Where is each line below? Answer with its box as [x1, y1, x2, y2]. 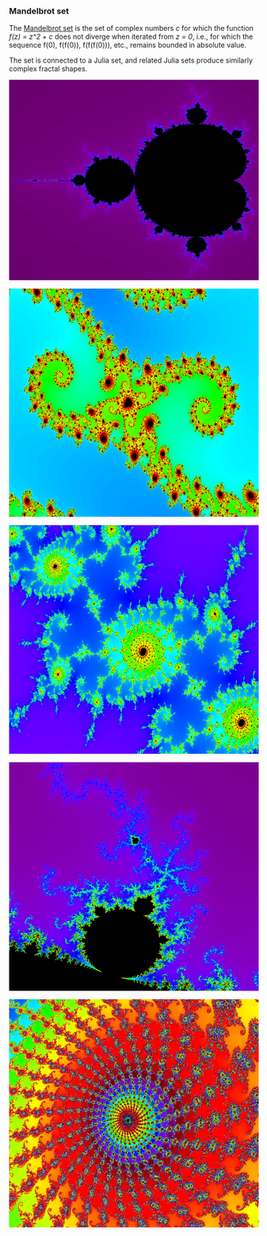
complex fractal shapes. [9, 64, 88, 74]
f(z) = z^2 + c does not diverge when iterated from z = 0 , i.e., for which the [9, 32, 254, 41]
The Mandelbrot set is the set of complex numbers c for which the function [9, 24, 254, 33]
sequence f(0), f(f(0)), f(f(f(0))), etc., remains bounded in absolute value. [9, 40, 246, 50]
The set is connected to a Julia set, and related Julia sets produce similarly [9, 55, 253, 65]
